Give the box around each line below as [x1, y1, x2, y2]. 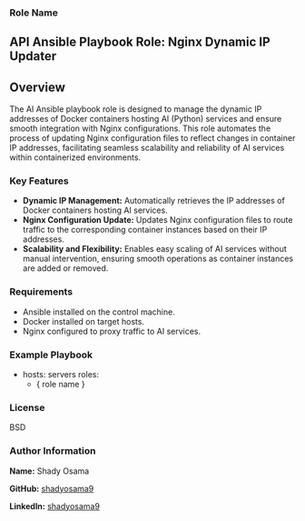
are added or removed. [22, 263, 109, 274]
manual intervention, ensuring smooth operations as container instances [22, 253, 293, 265]
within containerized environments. [9, 152, 142, 163]
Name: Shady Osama [9, 466, 90, 476]
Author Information [9, 445, 97, 457]
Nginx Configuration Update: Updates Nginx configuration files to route [22, 215, 293, 225]
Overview [9, 79, 66, 95]
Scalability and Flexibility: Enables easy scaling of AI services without [22, 244, 288, 255]
